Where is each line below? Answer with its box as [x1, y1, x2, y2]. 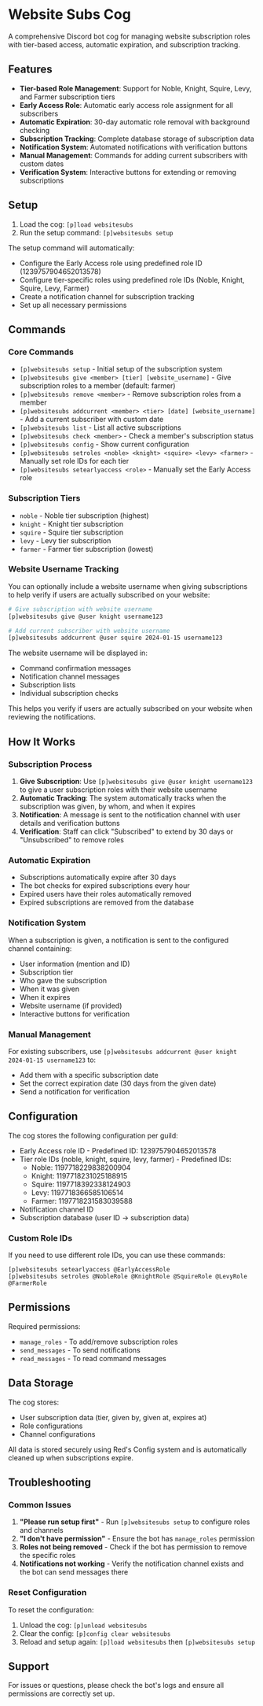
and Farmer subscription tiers [19, 92, 115, 102]
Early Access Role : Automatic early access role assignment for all [19, 100, 234, 109]
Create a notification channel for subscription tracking [19, 291, 195, 301]
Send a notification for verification [19, 1086, 130, 1096]
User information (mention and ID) [19, 959, 130, 968]
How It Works [8, 735, 76, 749]
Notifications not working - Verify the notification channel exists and [19, 1559, 244, 1568]
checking [19, 125, 50, 135]
